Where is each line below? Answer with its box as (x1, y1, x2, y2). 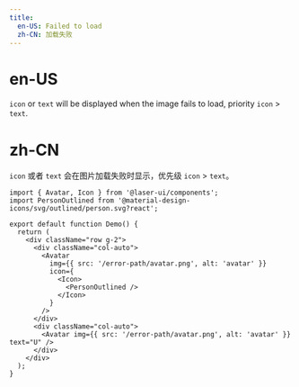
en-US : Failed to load (17, 22, 102, 31)
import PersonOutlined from (9, 196, 115, 205)
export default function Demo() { (9, 220, 139, 229)
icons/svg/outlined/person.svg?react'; (9, 204, 159, 213)
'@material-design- (118, 196, 191, 205)
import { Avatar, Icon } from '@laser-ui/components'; (9, 188, 219, 198)
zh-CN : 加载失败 (17, 30, 74, 39)
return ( (17, 228, 50, 237)
